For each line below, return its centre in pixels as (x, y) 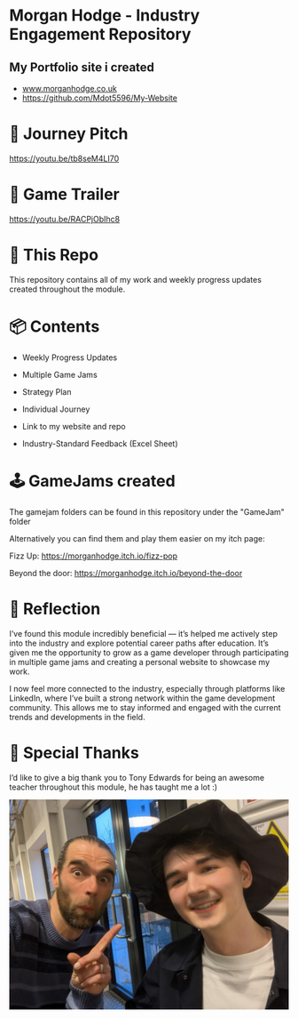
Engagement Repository (100, 34)
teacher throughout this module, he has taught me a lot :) (114, 787)
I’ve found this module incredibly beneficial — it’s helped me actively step (143, 633)
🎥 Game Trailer (64, 194)
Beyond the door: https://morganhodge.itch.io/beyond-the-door (126, 573)
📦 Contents (55, 326)
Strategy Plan (47, 391)
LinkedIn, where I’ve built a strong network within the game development (142, 698)
